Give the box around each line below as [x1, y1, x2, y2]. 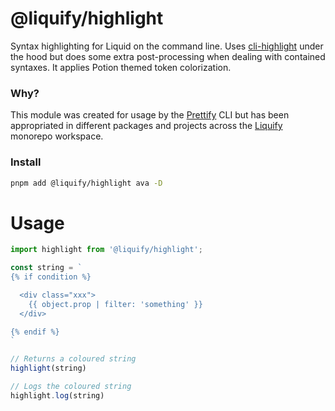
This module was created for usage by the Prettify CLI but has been [10, 109, 290, 121]
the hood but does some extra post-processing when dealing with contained [10, 50, 326, 62]
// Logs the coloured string [10, 382, 132, 392]
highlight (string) [10, 363, 87, 374]
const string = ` [10, 263, 83, 273]
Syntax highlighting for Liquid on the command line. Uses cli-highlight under [10, 40, 324, 52]
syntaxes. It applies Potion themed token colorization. [10, 61, 232, 73]
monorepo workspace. [10, 130, 104, 142]
